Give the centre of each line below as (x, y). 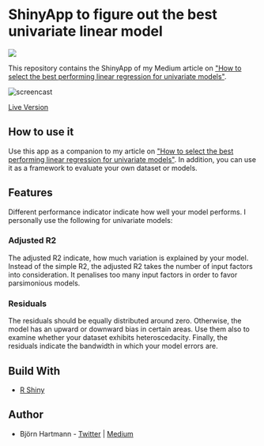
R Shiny (32, 390)
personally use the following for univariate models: (91, 220)
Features (30, 193)
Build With (34, 370)
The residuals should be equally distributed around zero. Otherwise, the (125, 321)
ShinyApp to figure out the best (113, 15)
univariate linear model (86, 31)
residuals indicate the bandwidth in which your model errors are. (113, 346)
